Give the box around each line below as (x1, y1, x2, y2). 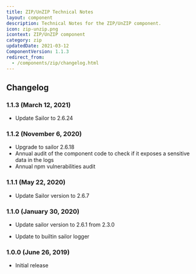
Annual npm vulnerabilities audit (15, 163, 96, 170)
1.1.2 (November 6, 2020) (6, 130, 82, 138)
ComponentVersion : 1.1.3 (6, 49, 69, 55)
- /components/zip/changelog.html (12, 60, 99, 66)
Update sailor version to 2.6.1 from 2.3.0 (15, 221, 115, 228)
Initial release (15, 262, 49, 269)
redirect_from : (6, 54, 45, 60)
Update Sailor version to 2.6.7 (15, 192, 90, 199)
